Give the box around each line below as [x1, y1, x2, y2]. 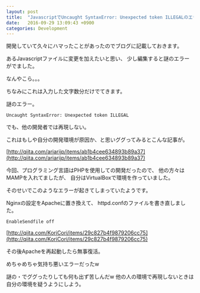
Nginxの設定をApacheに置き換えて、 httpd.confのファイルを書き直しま [6, 200, 181, 207]
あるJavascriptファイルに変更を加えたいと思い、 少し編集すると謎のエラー [6, 55, 190, 63]
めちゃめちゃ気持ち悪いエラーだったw [6, 260, 99, 268]
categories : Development [6, 25, 68, 32]
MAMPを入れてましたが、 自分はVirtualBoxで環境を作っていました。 [6, 174, 174, 182]
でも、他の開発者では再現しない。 [6, 123, 90, 131]
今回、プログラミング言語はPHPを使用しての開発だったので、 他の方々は [6, 167, 185, 174]
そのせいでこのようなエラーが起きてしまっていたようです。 [6, 187, 151, 194]
